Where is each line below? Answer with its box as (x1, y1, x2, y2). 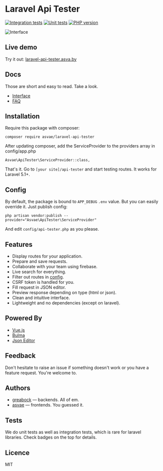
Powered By (5, 314, 42, 322)
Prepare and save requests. (12, 258, 68, 264)
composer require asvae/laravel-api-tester (5, 134, 95, 140)
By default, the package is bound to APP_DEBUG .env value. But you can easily (5, 199, 159, 205)
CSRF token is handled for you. (12, 279, 74, 285)
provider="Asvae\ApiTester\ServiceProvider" (5, 217, 97, 223)
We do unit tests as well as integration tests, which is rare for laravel (5, 429, 142, 435)
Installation (5, 112, 40, 120)
